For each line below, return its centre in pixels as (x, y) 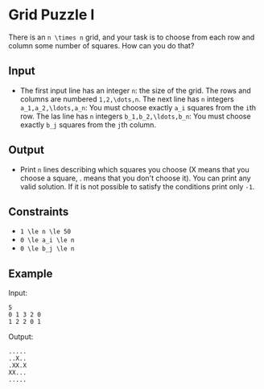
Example (31, 273)
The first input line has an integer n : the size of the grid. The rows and (135, 90)
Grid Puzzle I (52, 15)
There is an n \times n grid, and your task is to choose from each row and (132, 37)
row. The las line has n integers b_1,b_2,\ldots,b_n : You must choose (135, 116)
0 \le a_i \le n (47, 240)
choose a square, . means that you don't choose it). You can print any (135, 178)
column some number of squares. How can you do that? (101, 45)
